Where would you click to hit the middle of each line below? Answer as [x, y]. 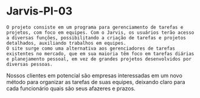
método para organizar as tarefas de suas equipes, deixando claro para [96, 82]
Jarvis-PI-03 [40, 11]
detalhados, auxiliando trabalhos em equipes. [66, 43]
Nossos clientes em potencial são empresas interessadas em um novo [94, 75]
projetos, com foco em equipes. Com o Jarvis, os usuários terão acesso [100, 32]
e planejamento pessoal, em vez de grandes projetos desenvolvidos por [99, 59]
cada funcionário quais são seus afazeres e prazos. [71, 88]
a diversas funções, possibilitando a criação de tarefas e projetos [96, 38]
